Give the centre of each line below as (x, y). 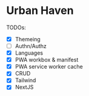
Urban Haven (40, 11)
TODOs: (16, 27)
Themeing (28, 39)
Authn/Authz (31, 46)
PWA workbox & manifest (47, 60)
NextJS (24, 87)
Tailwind (25, 80)
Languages (29, 53)
